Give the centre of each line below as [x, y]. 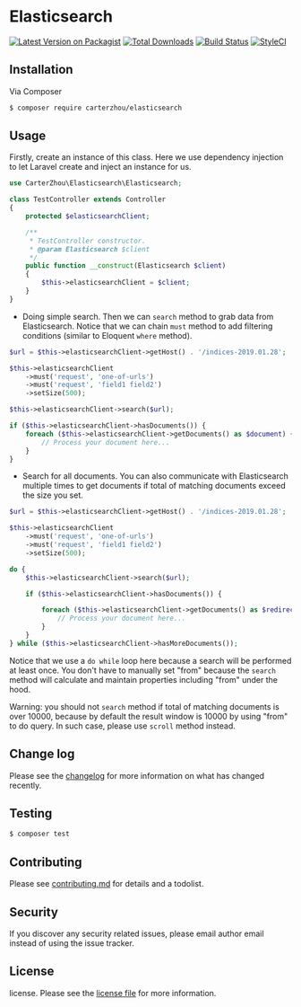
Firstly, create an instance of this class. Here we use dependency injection [146, 157]
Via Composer [36, 91]
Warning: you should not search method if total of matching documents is [144, 706]
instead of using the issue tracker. [72, 943]
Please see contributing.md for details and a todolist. [107, 884]
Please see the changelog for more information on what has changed [137, 775]
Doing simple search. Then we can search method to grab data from [148, 316]
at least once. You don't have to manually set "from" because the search [142, 670]
